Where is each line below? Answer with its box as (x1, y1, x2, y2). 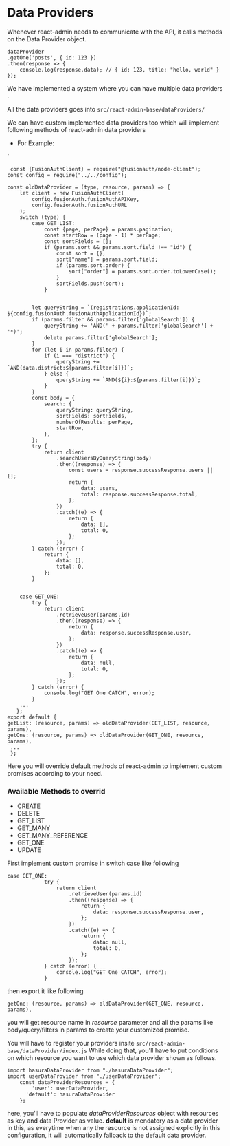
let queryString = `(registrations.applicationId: (32, 304, 180, 311)
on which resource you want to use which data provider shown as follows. (7, 1054, 217, 1062)
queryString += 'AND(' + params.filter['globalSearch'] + (43, 322, 214, 329)
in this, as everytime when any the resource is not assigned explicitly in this (7, 1124, 220, 1132)
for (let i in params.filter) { (32, 346, 125, 353)
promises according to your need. (7, 769, 103, 777)
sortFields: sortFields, (56, 412, 128, 419)
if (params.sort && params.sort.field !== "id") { (43, 244, 192, 251)
